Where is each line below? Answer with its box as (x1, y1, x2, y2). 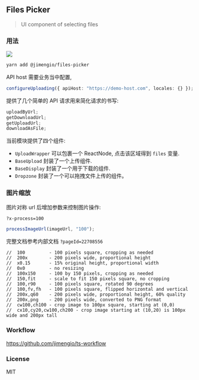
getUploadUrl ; (6, 120, 42, 126)
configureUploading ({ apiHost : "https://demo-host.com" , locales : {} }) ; (6, 85, 194, 92)
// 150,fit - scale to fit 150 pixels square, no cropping (6, 275, 170, 282)
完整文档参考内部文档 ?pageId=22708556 (6, 238, 103, 245)
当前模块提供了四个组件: (6, 137, 66, 144)
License (6, 354, 30, 363)
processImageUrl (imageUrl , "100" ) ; (6, 226, 95, 232)
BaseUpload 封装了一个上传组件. (14, 157, 93, 165)
